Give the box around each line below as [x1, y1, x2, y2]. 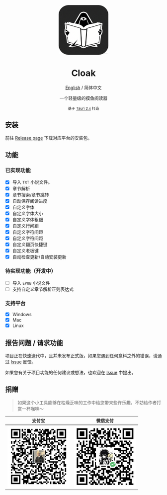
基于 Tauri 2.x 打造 [68, 106, 99, 111]
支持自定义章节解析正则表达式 [12, 286, 74, 292]
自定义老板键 [12, 248, 39, 254]
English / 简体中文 [65, 84, 102, 90]
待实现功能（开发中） [5, 268, 56, 275]
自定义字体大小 [12, 210, 43, 216]
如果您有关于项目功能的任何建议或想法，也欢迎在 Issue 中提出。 [5, 369, 136, 375]
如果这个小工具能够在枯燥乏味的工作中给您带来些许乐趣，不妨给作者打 [17, 400, 162, 406]
